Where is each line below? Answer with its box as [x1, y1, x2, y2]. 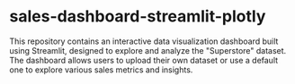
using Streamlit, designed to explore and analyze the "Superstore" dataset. [9, 45, 287, 55]
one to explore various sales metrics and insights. [9, 64, 193, 75]
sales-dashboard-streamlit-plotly [9, 6, 266, 27]
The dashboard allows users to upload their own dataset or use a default [9, 55, 279, 65]
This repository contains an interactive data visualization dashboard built [9, 36, 279, 46]
